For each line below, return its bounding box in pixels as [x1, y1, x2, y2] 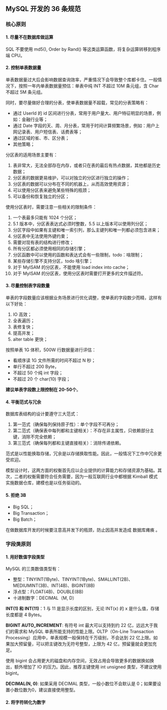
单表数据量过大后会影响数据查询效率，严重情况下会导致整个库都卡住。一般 [5, 77, 158, 82]
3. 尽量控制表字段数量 [5, 283, 50, 289]
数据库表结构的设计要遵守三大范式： [5, 411, 80, 417]
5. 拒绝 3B [5, 492, 26, 498]
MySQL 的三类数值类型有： [5, 566, 61, 572]
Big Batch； [12, 516, 37, 523]
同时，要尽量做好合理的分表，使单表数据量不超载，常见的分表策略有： [5, 99, 149, 105]
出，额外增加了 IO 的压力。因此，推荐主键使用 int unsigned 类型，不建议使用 [5, 664, 162, 670]
